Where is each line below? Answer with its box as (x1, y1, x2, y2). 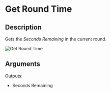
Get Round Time (5, 3, 72, 15)
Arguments (5, 60, 41, 68)
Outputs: (5, 73, 23, 79)
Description (5, 23, 42, 31)
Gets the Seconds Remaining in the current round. (5, 36, 107, 42)
